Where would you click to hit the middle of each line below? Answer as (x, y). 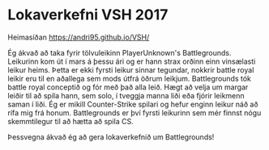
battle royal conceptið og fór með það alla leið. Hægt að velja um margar (128, 87)
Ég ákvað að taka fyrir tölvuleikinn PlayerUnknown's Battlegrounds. (120, 52)
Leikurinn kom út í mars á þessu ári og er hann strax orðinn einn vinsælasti (132, 61)
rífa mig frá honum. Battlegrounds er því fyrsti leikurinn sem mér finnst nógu (134, 112)
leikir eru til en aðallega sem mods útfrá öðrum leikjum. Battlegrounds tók (130, 78)
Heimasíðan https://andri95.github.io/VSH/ (79, 37)
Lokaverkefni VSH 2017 (88, 15)
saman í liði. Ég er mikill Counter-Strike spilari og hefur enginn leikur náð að (133, 104)
